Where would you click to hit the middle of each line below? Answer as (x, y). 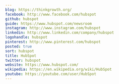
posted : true (19, 46)
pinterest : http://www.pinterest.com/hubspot (53, 42)
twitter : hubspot (23, 60)
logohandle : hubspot (27, 38)
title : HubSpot (21, 56)
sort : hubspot (20, 51)
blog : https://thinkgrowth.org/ (38, 10)
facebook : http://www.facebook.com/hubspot (51, 14)
